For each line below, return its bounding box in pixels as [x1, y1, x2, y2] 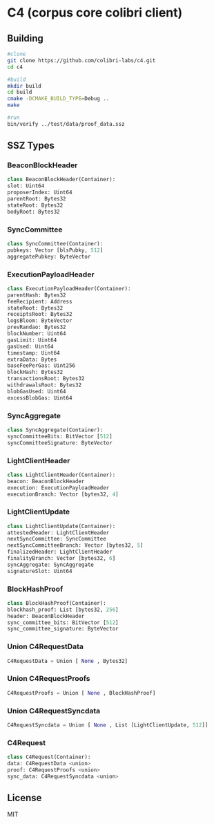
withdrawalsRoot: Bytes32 [7, 382, 81, 388]
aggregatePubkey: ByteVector [7, 253, 91, 260]
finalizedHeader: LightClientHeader [7, 548, 113, 556]
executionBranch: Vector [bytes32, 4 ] [7, 491, 119, 498]
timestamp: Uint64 [7, 349, 60, 357]
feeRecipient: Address [7, 298, 72, 305]
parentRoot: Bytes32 [7, 196, 67, 203]
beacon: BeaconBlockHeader [7, 478, 85, 485]
